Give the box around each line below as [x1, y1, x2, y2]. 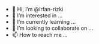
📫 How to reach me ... [11, 32, 68, 38]
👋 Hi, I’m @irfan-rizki [11, 6, 64, 12]
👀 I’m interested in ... [11, 12, 63, 19]
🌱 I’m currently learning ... [11, 18, 76, 25]
